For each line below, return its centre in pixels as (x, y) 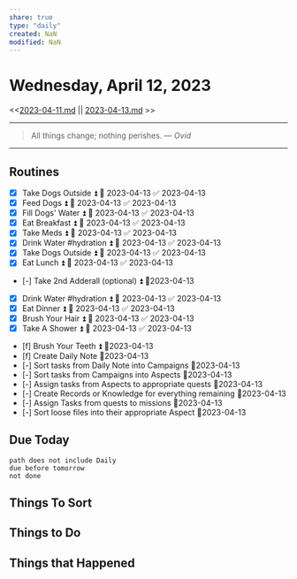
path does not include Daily (63, 461)
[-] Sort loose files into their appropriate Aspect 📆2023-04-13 (134, 412)
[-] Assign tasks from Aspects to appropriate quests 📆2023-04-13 (142, 384)
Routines (34, 172)
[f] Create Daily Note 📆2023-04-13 (85, 355)
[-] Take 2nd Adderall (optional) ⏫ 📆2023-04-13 (108, 280)
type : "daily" (35, 26)
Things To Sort (51, 503)
